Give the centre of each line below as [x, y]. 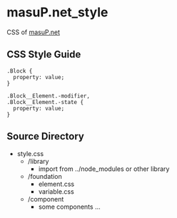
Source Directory [46, 136]
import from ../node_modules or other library [104, 169]
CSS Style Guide [44, 54]
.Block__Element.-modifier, [49, 96]
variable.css [56, 191]
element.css [56, 184]
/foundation [45, 176]
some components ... [69, 207]
